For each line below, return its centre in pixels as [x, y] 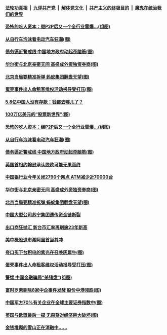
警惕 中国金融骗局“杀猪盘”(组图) [39, 277]
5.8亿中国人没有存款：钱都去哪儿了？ [44, 102]
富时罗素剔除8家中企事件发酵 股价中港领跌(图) [53, 290]
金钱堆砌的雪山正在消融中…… [36, 327]
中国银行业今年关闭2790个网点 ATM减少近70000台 [59, 177]
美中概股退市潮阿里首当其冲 [34, 240]
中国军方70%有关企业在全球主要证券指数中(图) [54, 303]
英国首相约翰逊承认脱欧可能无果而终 [43, 164]
